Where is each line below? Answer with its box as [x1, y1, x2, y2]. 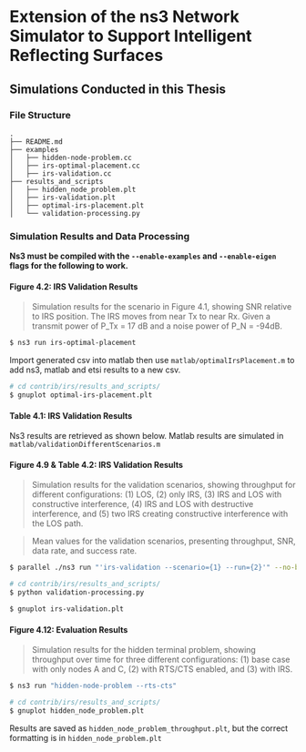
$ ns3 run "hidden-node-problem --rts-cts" [9, 681, 178, 691]
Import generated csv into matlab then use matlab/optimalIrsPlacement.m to [9, 355, 295, 366]
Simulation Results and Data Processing [9, 229, 190, 242]
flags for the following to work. [9, 260, 129, 271]
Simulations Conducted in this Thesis [9, 81, 226, 97]
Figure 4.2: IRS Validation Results [9, 280, 138, 292]
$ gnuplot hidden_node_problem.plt [9, 706, 145, 716]
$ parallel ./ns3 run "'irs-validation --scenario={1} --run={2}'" [9, 563, 271, 573]
